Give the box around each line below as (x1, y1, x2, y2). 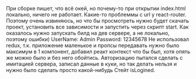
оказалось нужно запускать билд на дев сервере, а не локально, (6, 30, 170, 37)
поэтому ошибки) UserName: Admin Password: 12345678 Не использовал (6, 36, 189, 42)
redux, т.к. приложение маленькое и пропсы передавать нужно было (6, 42, 180, 49)
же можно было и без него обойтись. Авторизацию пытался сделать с (6, 55, 183, 61)
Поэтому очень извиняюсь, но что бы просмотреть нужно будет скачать (6, 17, 189, 24)
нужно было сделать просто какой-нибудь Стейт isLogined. (6, 67, 156, 73)
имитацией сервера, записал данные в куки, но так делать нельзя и (6, 60, 177, 67)
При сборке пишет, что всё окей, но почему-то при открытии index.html (6, 5, 186, 12)
